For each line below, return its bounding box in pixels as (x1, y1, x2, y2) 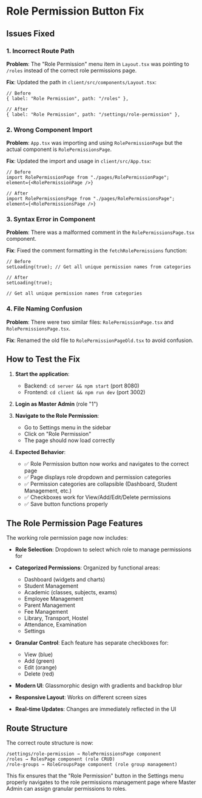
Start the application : (15, 370, 70, 377)
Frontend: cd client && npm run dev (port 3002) (24, 388, 146, 395)
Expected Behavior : (15, 448, 66, 455)
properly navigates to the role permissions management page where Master (6, 779, 197, 786)
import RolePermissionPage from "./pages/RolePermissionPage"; (6, 175, 170, 181)
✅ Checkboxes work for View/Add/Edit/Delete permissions (24, 493, 171, 501)
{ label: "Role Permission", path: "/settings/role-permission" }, (6, 111, 181, 118)
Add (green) (24, 657, 55, 665)
